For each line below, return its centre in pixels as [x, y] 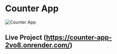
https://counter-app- [79, 38]
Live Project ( [26, 38]
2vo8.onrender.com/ [38, 45]
